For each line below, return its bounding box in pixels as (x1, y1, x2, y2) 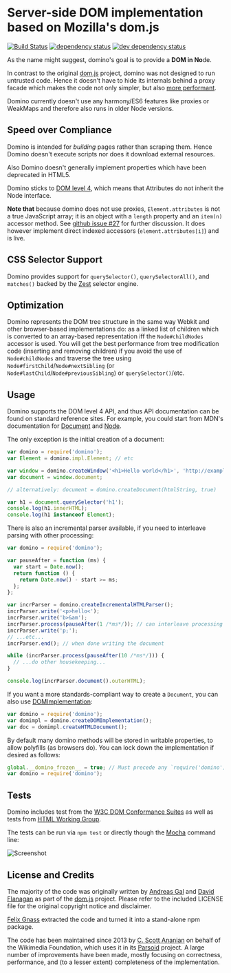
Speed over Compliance (7, 124, 112, 136)
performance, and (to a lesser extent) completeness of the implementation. (7, 958, 220, 966)
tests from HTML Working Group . (7, 815, 102, 823)
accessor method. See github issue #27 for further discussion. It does (7, 219, 206, 227)
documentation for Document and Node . (7, 422, 122, 430)
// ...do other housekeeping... (13, 659, 107, 666)
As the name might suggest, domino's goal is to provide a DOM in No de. (7, 55, 212, 63)
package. (7, 922, 34, 931)
